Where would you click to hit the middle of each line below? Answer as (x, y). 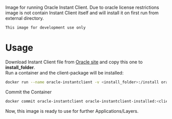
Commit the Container (29, 92)
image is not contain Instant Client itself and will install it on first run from (82, 13)
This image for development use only (46, 28)
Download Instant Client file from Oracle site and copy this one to (74, 62)
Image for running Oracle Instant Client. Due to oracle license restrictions (82, 7)
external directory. (25, 18)
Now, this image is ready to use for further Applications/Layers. (72, 111)
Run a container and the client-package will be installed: (64, 73)
